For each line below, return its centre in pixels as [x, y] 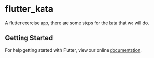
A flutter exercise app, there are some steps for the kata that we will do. [77, 23]
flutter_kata [29, 9]
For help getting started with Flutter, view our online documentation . [73, 50]
